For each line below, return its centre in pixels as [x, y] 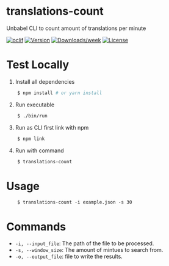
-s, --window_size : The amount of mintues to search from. [89, 250]
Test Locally [38, 65]
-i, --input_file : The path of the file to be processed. [84, 243]
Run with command [39, 150]
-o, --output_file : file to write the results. [69, 257]
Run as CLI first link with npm [52, 127]
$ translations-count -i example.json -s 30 [75, 202]
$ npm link [31, 139]
